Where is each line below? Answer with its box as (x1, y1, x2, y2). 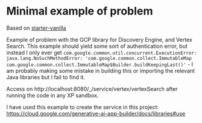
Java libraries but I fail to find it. (6, 73, 85, 81)
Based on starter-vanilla (6, 24, 66, 32)
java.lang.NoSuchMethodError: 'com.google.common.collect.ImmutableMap (6, 55, 192, 61)
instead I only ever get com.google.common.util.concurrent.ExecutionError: (6, 48, 197, 56)
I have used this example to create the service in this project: (6, 103, 159, 110)
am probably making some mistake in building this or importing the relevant (6, 67, 195, 74)
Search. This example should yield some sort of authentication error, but (6, 42, 188, 50)
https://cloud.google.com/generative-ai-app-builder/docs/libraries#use (6, 110, 186, 117)
